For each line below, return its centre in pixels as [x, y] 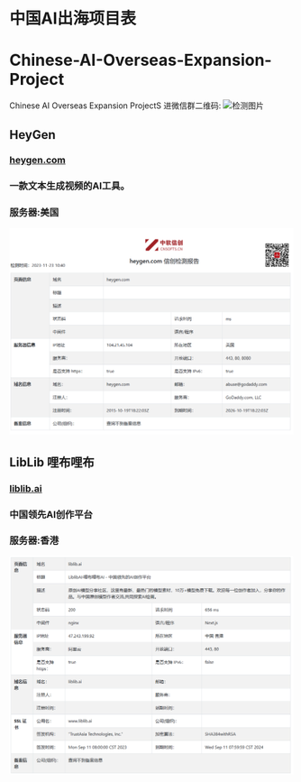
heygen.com [37, 161]
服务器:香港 [34, 540]
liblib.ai [26, 488]
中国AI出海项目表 [73, 18]
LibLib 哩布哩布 [52, 462]
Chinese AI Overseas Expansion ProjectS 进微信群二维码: [115, 106]
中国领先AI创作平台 [51, 514]
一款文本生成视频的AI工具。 [70, 186]
